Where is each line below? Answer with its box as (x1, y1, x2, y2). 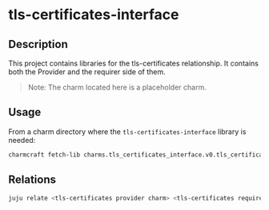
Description (8, 38, 68, 51)
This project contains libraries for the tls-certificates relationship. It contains (8, 58, 259, 68)
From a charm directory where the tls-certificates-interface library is (8, 126, 247, 137)
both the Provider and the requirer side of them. (8, 67, 166, 77)
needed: (8, 135, 36, 145)
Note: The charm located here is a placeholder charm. (27, 82, 207, 92)
